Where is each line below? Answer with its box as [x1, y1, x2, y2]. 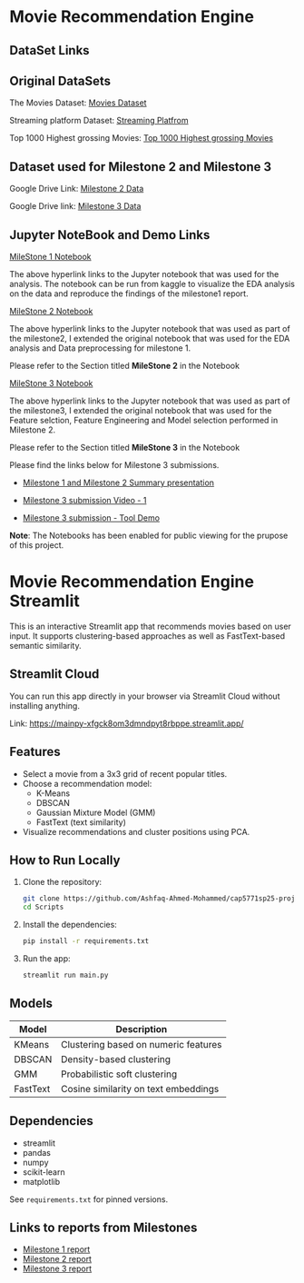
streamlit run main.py [22, 970, 109, 980]
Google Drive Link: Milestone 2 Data [9, 184, 144, 194]
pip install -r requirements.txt [22, 937, 150, 946]
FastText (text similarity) [35, 816, 127, 828]
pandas [22, 1147, 52, 1158]
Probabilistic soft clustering [60, 1068, 178, 1080]
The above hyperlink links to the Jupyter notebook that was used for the [9, 269, 279, 280]
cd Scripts [22, 902, 64, 912]
